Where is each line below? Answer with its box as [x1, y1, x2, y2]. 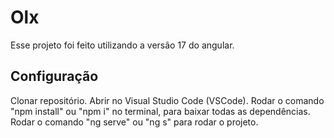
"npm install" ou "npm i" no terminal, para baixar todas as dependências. [10, 105, 311, 117]
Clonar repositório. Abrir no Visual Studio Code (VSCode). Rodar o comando [10, 94, 325, 106]
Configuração [10, 68, 99, 85]
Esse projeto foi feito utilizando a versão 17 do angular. [10, 39, 235, 51]
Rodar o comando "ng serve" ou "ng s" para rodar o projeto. [10, 116, 259, 128]
